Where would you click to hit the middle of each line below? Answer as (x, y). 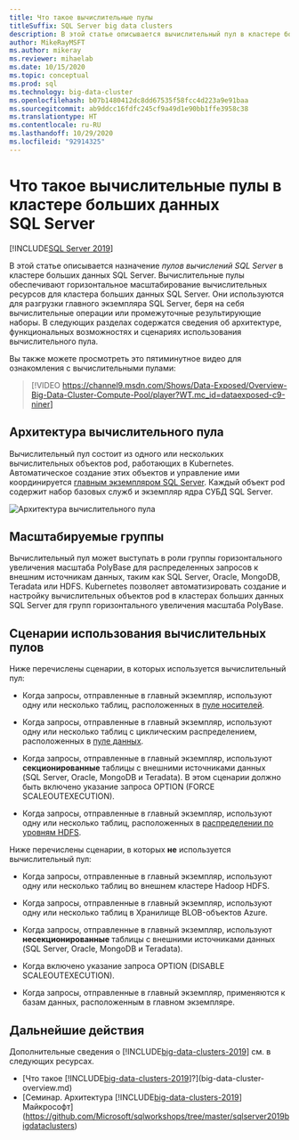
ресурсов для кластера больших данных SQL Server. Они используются (147, 294)
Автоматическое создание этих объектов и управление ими (125, 472)
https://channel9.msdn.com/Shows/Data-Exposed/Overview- (174, 385)
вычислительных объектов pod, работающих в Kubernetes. (121, 463)
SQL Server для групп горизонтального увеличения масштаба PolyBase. (146, 606)
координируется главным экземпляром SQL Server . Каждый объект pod (147, 482)
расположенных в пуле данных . (83, 741)
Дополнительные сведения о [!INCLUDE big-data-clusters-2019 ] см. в (140, 1051)
